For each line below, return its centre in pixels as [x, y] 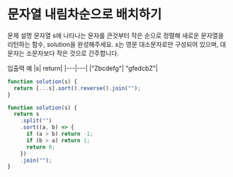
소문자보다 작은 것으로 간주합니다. [72, 53]
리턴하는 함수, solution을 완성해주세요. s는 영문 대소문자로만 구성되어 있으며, [113, 44]
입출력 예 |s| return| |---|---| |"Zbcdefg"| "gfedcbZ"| [83, 68]
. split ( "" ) [36, 121]
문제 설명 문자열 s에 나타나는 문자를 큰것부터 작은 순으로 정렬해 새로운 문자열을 [116, 35]
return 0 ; [40, 147]
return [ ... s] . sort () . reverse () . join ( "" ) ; [77, 88]
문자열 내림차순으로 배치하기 [85, 15]
